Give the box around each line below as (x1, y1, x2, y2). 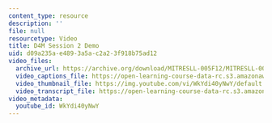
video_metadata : (8, 95, 63, 103)
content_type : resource (8, 11, 89, 20)
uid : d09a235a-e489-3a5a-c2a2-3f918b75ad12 (8, 49, 158, 57)
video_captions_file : (15, 72, 89, 80)
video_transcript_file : (15, 87, 96, 95)
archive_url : (15, 65, 60, 73)
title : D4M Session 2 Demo (8, 42, 100, 50)
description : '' (8, 19, 63, 28)
